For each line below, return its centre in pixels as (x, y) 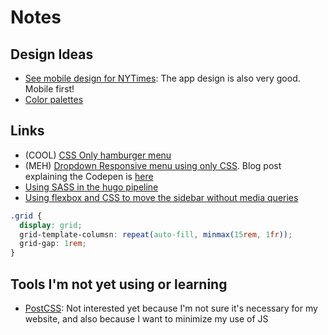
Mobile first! (49, 89)
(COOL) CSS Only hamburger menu (98, 155)
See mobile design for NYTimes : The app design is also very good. (162, 78)
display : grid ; (51, 225)
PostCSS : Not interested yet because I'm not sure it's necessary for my (171, 308)
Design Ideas (52, 54)
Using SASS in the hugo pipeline (91, 187)
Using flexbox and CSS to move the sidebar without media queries (161, 197)
